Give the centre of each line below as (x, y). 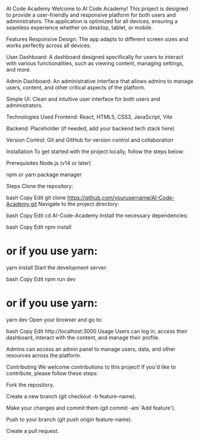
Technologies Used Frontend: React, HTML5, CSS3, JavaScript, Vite (89, 117)
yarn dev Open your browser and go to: (54, 319)
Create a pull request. (33, 430)
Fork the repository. (30, 385)
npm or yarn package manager (44, 174)
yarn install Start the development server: (57, 267)
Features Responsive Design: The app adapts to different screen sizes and (97, 39)
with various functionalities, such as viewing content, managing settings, (95, 63)
